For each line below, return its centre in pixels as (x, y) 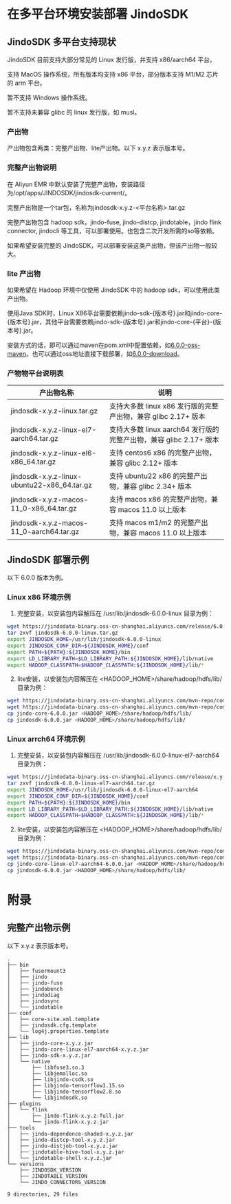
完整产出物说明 (32, 168)
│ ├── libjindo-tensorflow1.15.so (66, 1085)
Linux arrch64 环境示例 (46, 739)
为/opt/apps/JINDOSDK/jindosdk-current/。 (69, 193)
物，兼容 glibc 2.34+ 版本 (150, 486)
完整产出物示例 (39, 928)
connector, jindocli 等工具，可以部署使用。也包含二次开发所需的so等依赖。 (113, 230)
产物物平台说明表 (35, 373)
